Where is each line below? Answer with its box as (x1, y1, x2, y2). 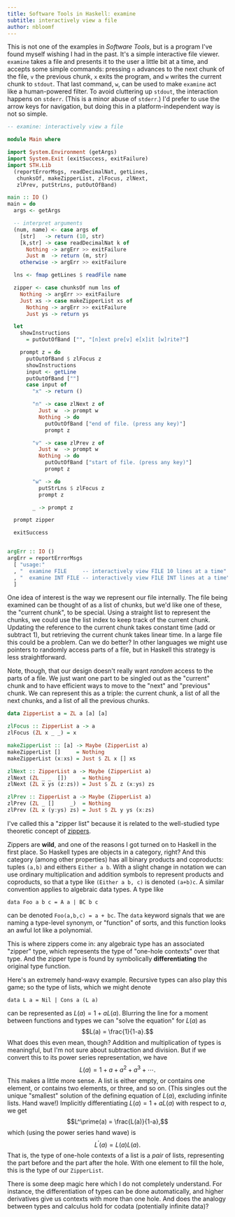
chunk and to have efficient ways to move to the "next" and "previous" (7, 682, 211, 690)
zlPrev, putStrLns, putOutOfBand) (16, 181, 117, 188)
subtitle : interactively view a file (7, 17, 117, 24)
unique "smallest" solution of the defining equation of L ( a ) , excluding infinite (7, 1091, 227, 1100)
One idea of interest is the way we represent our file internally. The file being (7, 593, 228, 602)
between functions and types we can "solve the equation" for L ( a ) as (7, 1016, 206, 1025)
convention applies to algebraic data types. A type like (7, 885, 164, 893)
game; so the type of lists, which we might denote (7, 982, 152, 991)
